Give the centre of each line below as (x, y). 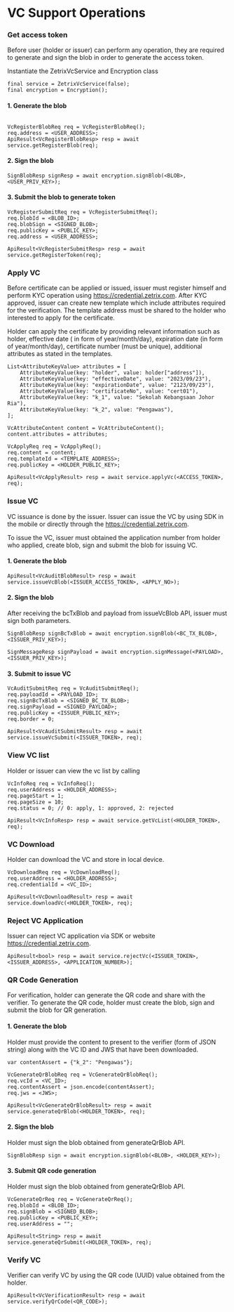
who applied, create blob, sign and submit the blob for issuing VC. (103, 545)
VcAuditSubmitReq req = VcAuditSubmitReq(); (73, 689)
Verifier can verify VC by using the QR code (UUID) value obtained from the (116, 1275)
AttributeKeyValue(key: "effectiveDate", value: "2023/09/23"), (116, 379)
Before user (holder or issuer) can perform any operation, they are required (116, 50)
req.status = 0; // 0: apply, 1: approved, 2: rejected (90, 808)
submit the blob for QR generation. (57, 1010)
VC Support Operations (76, 13)
